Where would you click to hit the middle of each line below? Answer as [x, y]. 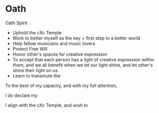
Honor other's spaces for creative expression [60, 54]
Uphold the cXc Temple [37, 32]
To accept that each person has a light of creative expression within [83, 59]
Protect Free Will [30, 49]
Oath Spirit [16, 23]
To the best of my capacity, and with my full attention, [61, 85]
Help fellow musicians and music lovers [54, 43]
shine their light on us [35, 70]
